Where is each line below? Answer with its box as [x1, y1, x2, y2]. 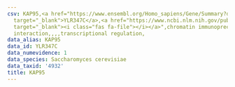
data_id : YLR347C [7, 43, 58, 50]
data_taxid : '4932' [7, 62, 64, 69]
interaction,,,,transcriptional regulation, [13, 29, 145, 37]
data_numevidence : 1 [7, 50, 68, 57]
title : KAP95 [7, 69, 45, 76]
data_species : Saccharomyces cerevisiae [7, 56, 127, 63]
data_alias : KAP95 [7, 36, 61, 43]
